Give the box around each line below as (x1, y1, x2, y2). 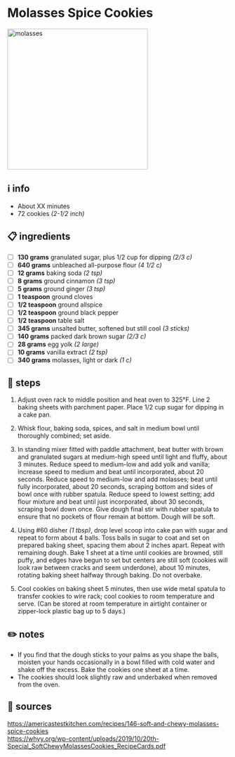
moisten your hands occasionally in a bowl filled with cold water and (17, 658, 215, 666)
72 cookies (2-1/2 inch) (17, 209, 85, 217)
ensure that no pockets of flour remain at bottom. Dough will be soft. (17, 512, 215, 521)
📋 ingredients (7, 231, 71, 243)
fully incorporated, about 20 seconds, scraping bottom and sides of (17, 483, 213, 491)
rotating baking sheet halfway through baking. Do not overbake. (17, 571, 203, 580)
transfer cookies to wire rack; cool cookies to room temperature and (17, 592, 215, 601)
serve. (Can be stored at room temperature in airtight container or (17, 599, 208, 608)
